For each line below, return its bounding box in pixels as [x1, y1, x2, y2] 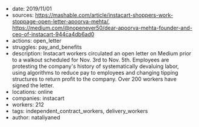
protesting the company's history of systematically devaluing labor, [11, 63, 179, 70]
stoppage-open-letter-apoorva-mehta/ [11, 18, 109, 25]
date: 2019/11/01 [11, 5, 52, 12]
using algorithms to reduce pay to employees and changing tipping [11, 69, 178, 76]
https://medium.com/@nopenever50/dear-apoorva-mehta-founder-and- [11, 24, 193, 31]
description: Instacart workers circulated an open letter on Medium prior [11, 50, 192, 57]
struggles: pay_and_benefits [11, 43, 83, 51]
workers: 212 [11, 101, 44, 108]
